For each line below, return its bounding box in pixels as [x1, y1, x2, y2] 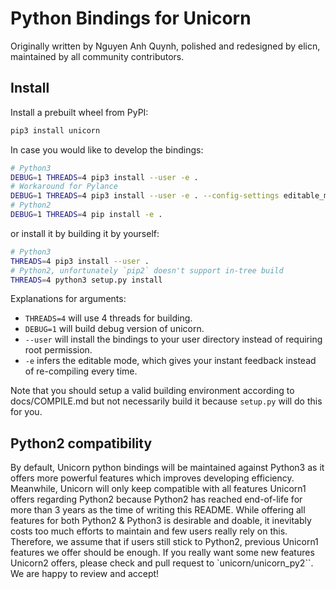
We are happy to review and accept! [10, 568, 160, 580]
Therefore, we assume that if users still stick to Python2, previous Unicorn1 [10, 536, 319, 548]
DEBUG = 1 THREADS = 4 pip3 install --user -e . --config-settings [10, 191, 280, 201]
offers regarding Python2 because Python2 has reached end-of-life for [10, 493, 303, 506]
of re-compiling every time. [24, 365, 138, 377]
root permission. [24, 344, 93, 356]
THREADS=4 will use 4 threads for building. [24, 312, 193, 324]
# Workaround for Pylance [10, 182, 118, 192]
